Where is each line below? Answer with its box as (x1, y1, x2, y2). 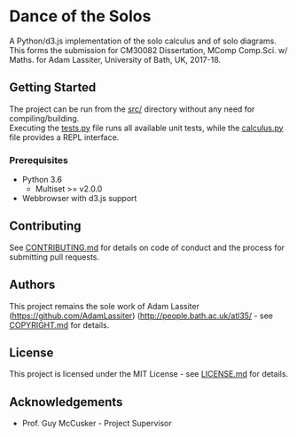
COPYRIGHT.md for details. (9, 319, 110, 330)
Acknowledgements (9, 394, 123, 410)
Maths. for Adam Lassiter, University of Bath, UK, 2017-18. (9, 54, 222, 65)
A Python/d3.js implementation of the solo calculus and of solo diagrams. (9, 35, 277, 46)
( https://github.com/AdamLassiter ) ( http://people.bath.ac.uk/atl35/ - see (9, 310, 273, 321)
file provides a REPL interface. (9, 131, 120, 143)
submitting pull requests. (9, 251, 100, 262)
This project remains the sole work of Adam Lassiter (9, 300, 199, 311)
